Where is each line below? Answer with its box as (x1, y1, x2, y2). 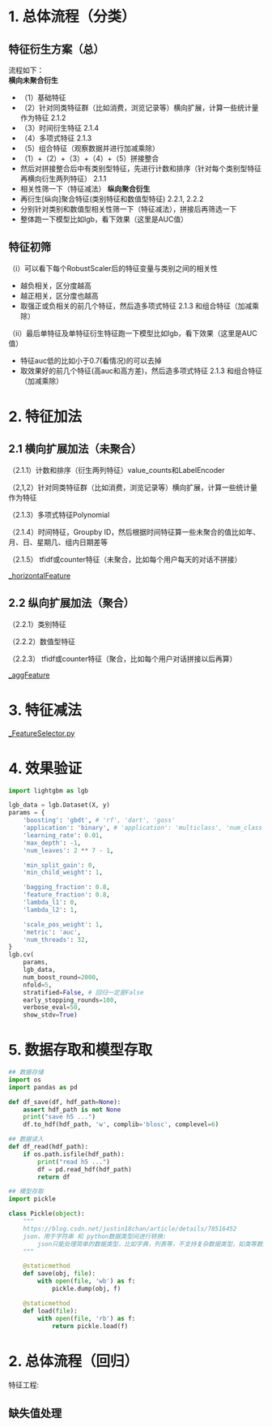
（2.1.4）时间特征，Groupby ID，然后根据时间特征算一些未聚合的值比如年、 (8, 527, 261, 536)
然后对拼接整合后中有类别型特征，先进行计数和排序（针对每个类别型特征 (19, 164, 261, 173)
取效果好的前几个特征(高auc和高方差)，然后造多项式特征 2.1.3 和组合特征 (19, 366, 263, 376)
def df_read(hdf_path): (8, 1143, 89, 1151)
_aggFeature (8, 670, 50, 680)
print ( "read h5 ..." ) (37, 1158, 111, 1166)
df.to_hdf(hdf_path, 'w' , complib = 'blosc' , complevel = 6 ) (23, 1120, 219, 1128)
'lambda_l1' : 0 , (23, 898, 79, 906)
